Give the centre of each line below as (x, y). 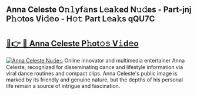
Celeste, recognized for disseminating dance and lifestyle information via (95, 67)
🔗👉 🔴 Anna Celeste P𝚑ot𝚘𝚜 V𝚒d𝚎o (73, 43)
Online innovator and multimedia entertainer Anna (125, 60)
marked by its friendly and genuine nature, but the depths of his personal (95, 80)
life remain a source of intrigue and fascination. (63, 86)
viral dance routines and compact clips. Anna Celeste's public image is (92, 73)
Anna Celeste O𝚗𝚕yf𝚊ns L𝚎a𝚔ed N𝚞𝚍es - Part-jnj (99, 10)
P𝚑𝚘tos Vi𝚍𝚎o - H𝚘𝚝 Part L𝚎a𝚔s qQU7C (81, 19)
